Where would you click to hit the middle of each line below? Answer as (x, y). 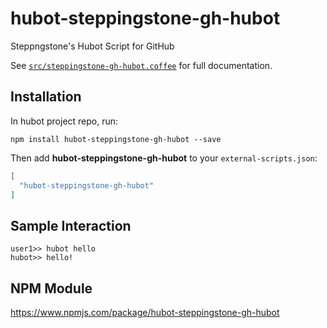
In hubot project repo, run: (64, 121)
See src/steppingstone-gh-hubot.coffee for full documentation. (141, 65)
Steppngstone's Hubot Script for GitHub (92, 46)
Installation (46, 97)
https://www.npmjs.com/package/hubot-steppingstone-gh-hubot (145, 312)
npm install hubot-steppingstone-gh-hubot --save (116, 139)
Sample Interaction (71, 225)
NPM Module (51, 288)
